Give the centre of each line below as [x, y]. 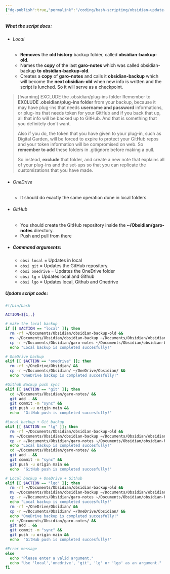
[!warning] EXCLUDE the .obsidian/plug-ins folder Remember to [84, 97]
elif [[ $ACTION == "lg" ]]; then [42, 426]
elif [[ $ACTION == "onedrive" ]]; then [49, 361]
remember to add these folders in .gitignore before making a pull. [86, 150]
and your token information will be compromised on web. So [80, 145]
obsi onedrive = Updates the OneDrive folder [68, 271]
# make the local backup [31, 324]
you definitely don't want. [44, 124]
